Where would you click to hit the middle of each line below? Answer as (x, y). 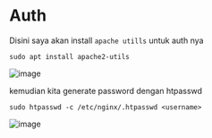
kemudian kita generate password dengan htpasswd (106, 91)
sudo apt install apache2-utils (69, 56)
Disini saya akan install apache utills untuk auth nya (106, 40)
